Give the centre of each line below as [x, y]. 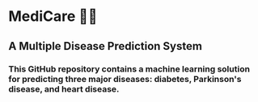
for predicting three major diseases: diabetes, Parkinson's [125, 79]
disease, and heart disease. [64, 89]
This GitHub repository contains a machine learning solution [129, 69]
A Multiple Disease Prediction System [105, 46]
